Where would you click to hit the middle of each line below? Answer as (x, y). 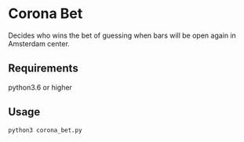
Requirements (43, 69)
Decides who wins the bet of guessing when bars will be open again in (122, 35)
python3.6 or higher (40, 87)
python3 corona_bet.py (45, 130)
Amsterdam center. (39, 43)
